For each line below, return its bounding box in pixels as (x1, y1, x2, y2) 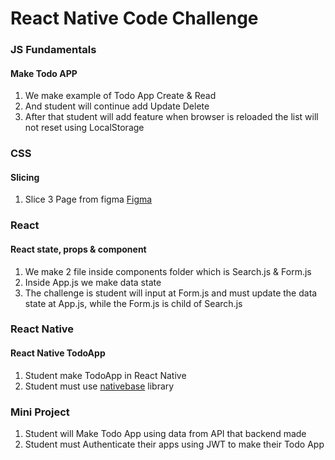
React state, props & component (10, 243, 147, 255)
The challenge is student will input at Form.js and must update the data (24, 287, 318, 299)
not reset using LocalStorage (24, 122, 145, 134)
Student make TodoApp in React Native (24, 369, 187, 381)
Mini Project (10, 405, 70, 419)
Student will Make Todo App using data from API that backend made (24, 427, 307, 439)
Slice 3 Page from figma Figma (24, 193, 153, 206)
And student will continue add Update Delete (24, 100, 210, 112)
